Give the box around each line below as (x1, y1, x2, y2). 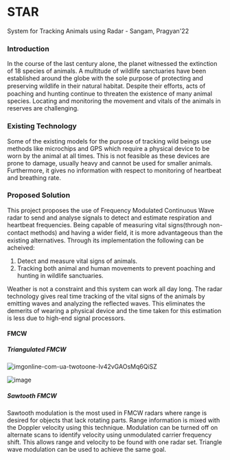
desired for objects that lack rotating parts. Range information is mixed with (7, 416, 220, 424)
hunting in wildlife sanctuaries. (16, 271, 104, 279)
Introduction (7, 44, 49, 54)
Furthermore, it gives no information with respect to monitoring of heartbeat (7, 166, 222, 174)
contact (7, 228, 29, 237)
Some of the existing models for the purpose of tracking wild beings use (7, 137, 211, 145)
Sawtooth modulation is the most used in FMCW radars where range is (7, 409, 207, 417)
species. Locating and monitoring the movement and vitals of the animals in (7, 97, 221, 105)
